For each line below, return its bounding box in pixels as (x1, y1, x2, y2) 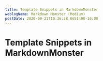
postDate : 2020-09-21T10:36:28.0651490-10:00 (5, 16, 98, 21)
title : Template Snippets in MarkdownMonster (5, 7, 98, 12)
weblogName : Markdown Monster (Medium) (5, 12, 86, 16)
